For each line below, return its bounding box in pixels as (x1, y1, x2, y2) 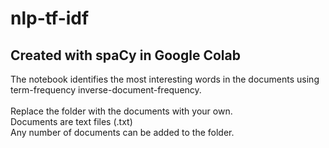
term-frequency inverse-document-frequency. (10, 84, 202, 96)
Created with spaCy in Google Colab (10, 47, 241, 64)
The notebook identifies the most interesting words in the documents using (10, 73, 320, 85)
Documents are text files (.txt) (10, 116, 133, 127)
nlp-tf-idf (10, 7, 90, 30)
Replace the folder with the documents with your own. (10, 105, 233, 117)
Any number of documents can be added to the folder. (10, 127, 235, 138)
